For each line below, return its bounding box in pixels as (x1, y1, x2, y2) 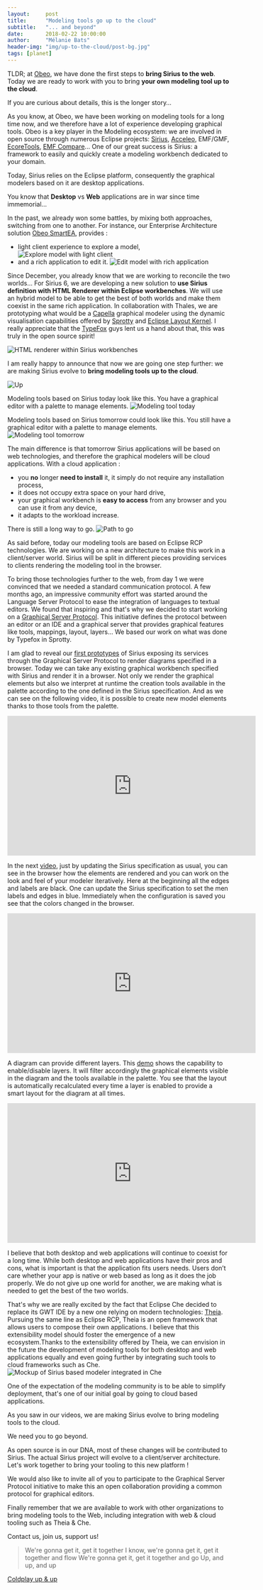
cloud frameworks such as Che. (7, 1360, 101, 1369)
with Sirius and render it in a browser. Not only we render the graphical (7, 671, 214, 680)
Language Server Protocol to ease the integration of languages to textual (7, 597, 220, 605)
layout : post (7, 10, 59, 18)
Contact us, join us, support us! (7, 1532, 99, 1540)
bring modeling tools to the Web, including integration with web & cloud (7, 1510, 216, 1519)
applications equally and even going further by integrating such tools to (7, 1353, 216, 1361)
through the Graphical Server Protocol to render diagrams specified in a (7, 656, 217, 664)
